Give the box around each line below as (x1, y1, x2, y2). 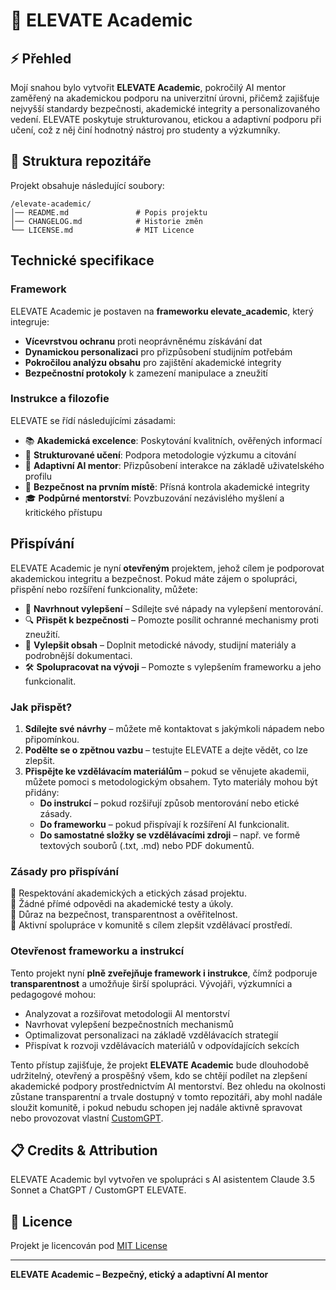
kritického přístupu (24, 506, 103, 518)
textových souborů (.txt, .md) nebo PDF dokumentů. (39, 839, 255, 851)
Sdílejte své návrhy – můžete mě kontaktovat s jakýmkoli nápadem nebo (24, 722, 325, 734)
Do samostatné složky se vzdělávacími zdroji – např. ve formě (39, 829, 301, 841)
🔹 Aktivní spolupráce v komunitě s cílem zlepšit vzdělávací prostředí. (10, 919, 293, 931)
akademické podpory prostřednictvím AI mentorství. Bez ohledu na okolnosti (10, 1080, 326, 1092)
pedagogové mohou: (10, 988, 97, 1000)
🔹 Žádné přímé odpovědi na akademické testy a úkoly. (10, 898, 234, 910)
